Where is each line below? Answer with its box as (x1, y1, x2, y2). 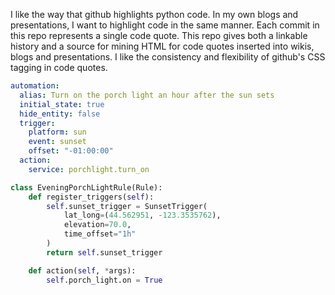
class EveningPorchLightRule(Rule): (10, 182, 163, 193)
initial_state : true (19, 99, 105, 109)
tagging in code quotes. (10, 62, 108, 73)
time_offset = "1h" (63, 229, 137, 239)
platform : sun (28, 127, 87, 138)
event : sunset (28, 137, 87, 147)
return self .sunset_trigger (46, 247, 163, 258)
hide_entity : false (19, 109, 101, 119)
